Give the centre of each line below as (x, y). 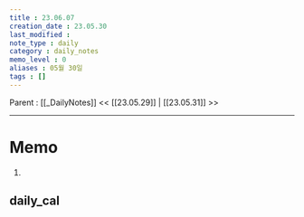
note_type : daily (44, 43)
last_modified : (40, 34)
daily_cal (35, 201)
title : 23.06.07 (42, 18)
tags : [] (28, 77)
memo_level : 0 (38, 60)
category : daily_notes (54, 52)
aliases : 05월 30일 (46, 69)
